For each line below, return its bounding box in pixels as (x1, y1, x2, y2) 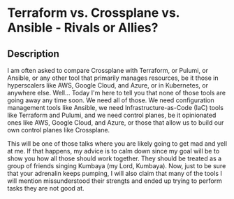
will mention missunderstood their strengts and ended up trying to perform (7, 177, 222, 185)
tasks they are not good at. (7, 184, 85, 192)
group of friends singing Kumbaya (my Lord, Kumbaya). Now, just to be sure (7, 162, 226, 170)
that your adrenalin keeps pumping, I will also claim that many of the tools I (7, 170, 222, 177)
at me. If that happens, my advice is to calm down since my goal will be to (7, 147, 220, 155)
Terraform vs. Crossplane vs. (7, 5, 180, 21)
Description (7, 48, 59, 60)
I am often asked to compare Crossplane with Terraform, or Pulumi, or (7, 67, 208, 74)
